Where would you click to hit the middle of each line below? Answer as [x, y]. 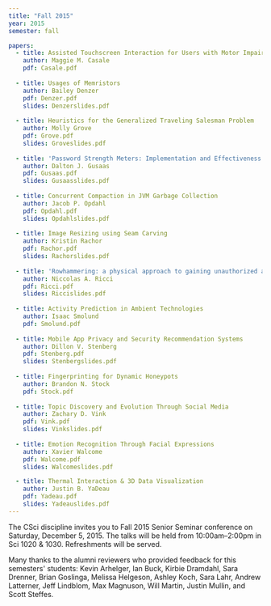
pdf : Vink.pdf [46, 422]
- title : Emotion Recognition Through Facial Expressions [115, 444]
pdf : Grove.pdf [48, 136]
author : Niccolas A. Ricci [68, 279]
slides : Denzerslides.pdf [67, 106]
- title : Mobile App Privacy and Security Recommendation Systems [129, 339]
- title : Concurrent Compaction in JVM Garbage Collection [117, 196]
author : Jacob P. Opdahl [65, 203]
